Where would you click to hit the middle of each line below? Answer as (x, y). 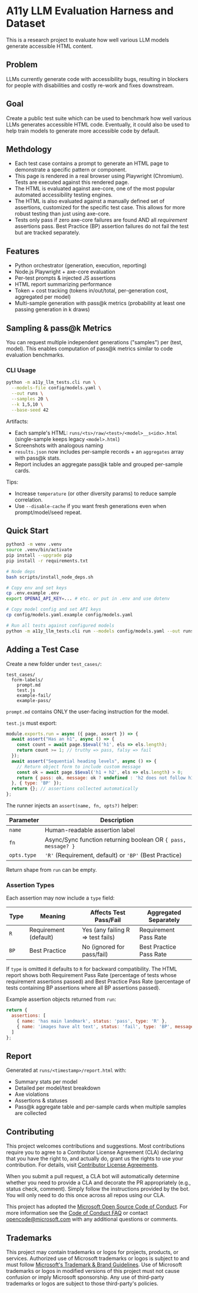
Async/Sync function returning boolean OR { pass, (115, 840)
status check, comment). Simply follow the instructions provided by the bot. (98, 1189)
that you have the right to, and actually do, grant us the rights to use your (95, 1159)
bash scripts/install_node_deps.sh (50, 577)
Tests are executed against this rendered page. (72, 182)
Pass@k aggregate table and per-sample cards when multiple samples (100, 1107)
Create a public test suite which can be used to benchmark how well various (99, 118)
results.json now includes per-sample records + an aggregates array (99, 451)
